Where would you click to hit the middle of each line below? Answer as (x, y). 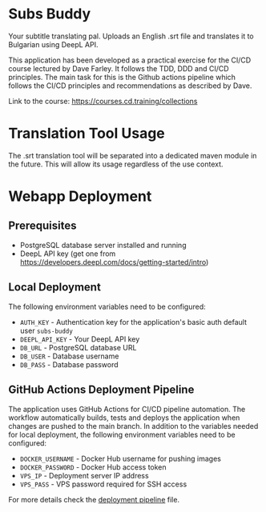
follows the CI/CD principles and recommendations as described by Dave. (130, 86)
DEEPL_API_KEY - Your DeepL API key (80, 339)
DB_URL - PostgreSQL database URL (78, 347)
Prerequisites (42, 226)
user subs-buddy (46, 330)
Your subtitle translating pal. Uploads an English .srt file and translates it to (131, 36)
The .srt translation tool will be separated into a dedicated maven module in (133, 155)
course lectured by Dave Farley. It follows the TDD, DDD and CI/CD (119, 68)
